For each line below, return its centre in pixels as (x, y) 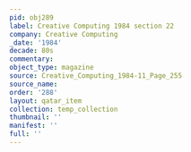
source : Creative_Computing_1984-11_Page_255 (95, 76)
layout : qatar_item (46, 101)
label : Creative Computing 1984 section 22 (92, 26)
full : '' (26, 134)
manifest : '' (34, 126)
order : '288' (34, 92)
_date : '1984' (36, 42)
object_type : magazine (52, 68)
